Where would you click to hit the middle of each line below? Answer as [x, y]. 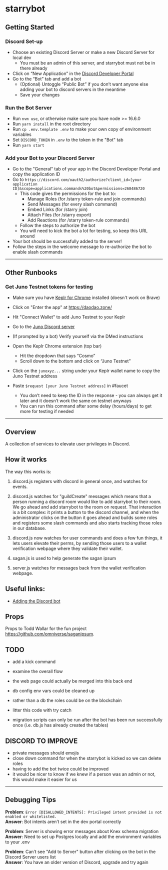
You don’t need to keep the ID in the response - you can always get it [91, 395]
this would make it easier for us [45, 779]
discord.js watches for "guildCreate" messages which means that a [82, 496]
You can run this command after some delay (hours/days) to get [86, 406]
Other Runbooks [31, 272]
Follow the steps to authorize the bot [57, 225]
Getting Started [30, 27]
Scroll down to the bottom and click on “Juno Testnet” [75, 361]
